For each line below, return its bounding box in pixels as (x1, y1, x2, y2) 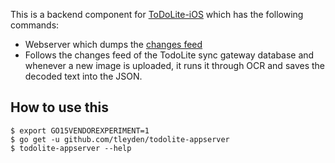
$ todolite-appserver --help (10, 143, 132, 153)
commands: (10, 19, 60, 31)
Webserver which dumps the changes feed (24, 39, 203, 50)
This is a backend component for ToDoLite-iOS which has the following (10, 9, 304, 20)
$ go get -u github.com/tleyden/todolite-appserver (10, 134, 230, 144)
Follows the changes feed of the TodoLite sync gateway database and (24, 49, 315, 61)
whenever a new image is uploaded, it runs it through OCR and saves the (24, 60, 326, 71)
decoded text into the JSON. (24, 70, 143, 82)
